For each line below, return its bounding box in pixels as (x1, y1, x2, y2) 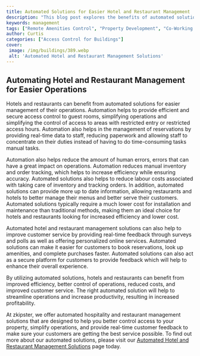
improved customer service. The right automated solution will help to (6, 287, 175, 294)
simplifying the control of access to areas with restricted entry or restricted (6, 119, 190, 126)
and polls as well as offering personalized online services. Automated (6, 237, 177, 244)
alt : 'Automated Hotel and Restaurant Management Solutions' (8, 53, 164, 59)
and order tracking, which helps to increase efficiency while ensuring (6, 169, 176, 176)
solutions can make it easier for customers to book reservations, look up (6, 244, 183, 251)
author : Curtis (6, 31, 44, 37)
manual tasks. (6, 144, 40, 152)
